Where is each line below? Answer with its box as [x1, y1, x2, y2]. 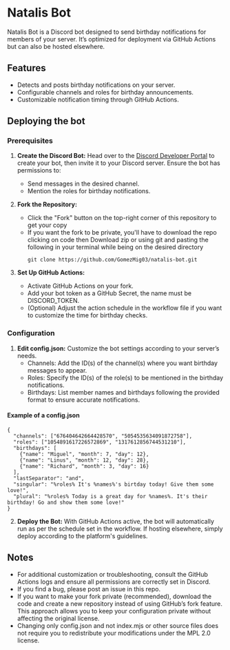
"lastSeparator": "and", [13, 475, 85, 482]
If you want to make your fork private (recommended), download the [17, 592, 212, 600]
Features [7, 62, 46, 74]
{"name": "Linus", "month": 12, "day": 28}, [19, 457, 149, 464]
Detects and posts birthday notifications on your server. [17, 81, 176, 89]
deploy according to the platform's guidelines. [17, 531, 148, 540]
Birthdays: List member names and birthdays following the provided [27, 388, 220, 396]
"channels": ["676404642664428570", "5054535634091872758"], [13, 433, 193, 440]
